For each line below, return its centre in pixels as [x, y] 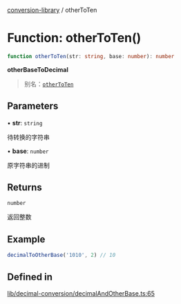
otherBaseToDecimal [38, 69]
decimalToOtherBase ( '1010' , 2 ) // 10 [61, 256]
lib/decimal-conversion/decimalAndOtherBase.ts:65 [81, 293]
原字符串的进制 [28, 165]
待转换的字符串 [28, 137]
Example [26, 239]
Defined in [30, 277]
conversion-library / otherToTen [52, 10]
